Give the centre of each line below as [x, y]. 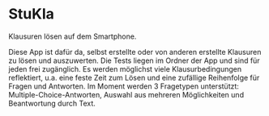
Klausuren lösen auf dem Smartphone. [73, 36]
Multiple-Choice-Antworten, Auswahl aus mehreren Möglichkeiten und [126, 94]
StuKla [32, 14]
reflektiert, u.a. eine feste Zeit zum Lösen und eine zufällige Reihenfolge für [134, 77]
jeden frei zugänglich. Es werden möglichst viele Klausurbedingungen [125, 68]
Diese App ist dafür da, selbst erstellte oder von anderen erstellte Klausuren [135, 52]
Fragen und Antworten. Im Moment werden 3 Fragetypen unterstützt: [124, 86]
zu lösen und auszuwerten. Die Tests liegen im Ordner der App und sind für [134, 60]
